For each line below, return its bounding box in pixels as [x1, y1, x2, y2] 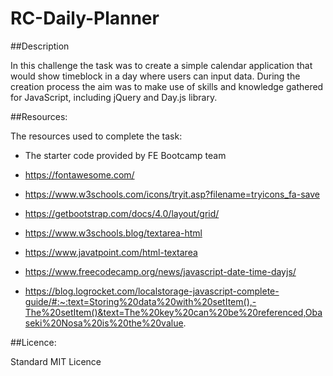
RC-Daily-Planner [10, 7, 160, 30]
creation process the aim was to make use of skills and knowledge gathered [10, 80, 324, 92]
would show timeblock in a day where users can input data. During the [10, 70, 301, 82]
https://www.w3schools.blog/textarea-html [24, 227, 203, 239]
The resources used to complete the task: [10, 130, 183, 142]
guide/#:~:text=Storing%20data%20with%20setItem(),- [24, 295, 257, 307]
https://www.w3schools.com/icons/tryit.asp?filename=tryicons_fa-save [24, 188, 320, 200]
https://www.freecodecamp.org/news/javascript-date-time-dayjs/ [24, 265, 297, 277]
